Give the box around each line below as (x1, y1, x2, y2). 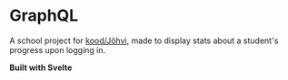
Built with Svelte (9, 62, 73, 73)
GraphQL (9, 5, 79, 26)
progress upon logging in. (9, 44, 106, 55)
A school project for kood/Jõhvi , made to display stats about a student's (9, 35, 279, 46)
